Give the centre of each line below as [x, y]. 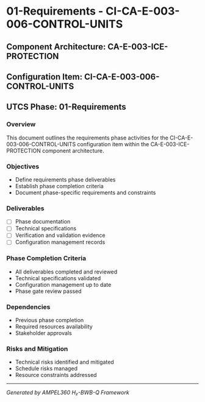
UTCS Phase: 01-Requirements [66, 107]
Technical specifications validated [58, 278]
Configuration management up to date [63, 284]
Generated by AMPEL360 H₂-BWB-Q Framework [68, 393]
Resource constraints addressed [56, 375]
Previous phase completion [49, 320]
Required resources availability [54, 326]
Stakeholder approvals [43, 333]
